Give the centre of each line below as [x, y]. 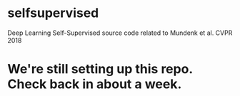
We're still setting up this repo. [100, 69]
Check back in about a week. [95, 84]
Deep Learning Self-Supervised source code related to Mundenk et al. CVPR [120, 33]
